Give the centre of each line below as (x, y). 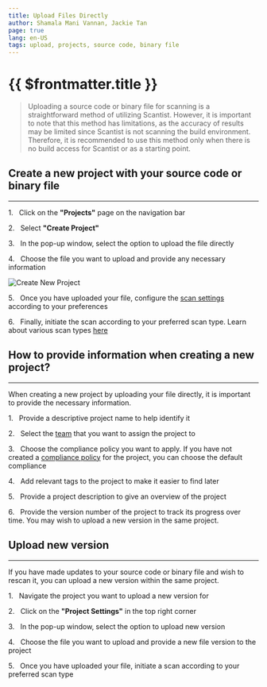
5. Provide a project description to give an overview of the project (117, 496)
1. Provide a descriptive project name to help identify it (99, 418)
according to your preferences (58, 306)
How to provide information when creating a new (131, 355)
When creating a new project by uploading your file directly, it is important (130, 394)
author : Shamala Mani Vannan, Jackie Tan (78, 23)
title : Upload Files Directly (58, 15)
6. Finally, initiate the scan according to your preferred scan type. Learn (127, 322)
